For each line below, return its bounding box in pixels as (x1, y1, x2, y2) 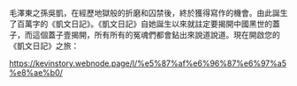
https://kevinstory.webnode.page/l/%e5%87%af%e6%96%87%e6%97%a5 (9, 58, 287, 68)
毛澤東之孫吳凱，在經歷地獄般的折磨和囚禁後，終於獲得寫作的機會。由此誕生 (9, 8, 288, 18)
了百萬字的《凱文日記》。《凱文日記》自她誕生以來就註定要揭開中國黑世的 (9, 18, 272, 29)
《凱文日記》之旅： (9, 40, 80, 51)
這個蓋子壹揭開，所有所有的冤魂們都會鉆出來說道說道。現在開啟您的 (32, 30, 280, 39)
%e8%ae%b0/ (9, 68, 64, 77)
